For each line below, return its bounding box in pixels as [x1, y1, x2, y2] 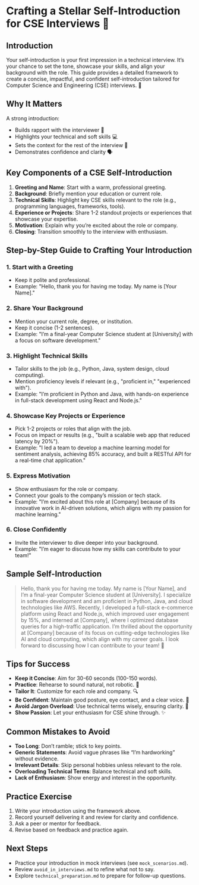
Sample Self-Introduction [6, 569, 102, 579]
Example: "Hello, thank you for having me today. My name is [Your [14, 283, 177, 290]
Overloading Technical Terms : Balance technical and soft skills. [14, 768, 172, 775]
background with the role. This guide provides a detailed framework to [6, 69, 179, 76]
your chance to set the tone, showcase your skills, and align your [6, 63, 165, 70]
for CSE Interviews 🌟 [6, 17, 110, 30]
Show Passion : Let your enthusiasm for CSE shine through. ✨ [14, 709, 166, 716]
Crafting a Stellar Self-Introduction [6, 4, 181, 18]
